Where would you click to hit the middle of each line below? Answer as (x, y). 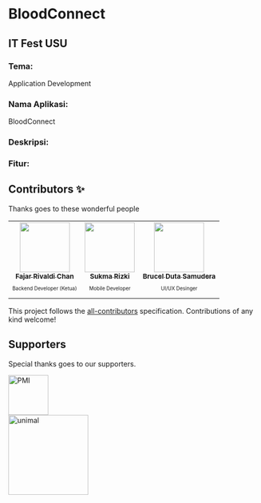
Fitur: (19, 164)
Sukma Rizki (110, 276)
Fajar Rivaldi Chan (45, 276)
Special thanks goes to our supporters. (72, 363)
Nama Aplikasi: (38, 104)
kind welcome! (32, 319)
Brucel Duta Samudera (179, 276)
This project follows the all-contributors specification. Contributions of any (131, 311)
